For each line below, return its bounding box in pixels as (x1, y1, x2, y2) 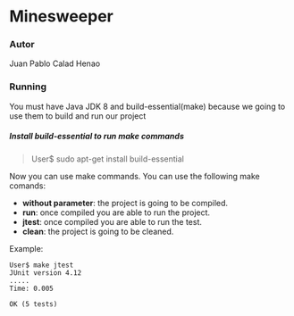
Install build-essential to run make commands (9, 131, 185, 142)
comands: (9, 180, 46, 191)
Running (9, 80, 47, 93)
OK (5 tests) (9, 299, 58, 309)
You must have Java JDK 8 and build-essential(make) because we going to (9, 101, 286, 112)
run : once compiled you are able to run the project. (21, 207, 211, 218)
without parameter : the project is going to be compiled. (21, 197, 229, 208)
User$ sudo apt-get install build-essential (30, 154, 185, 164)
